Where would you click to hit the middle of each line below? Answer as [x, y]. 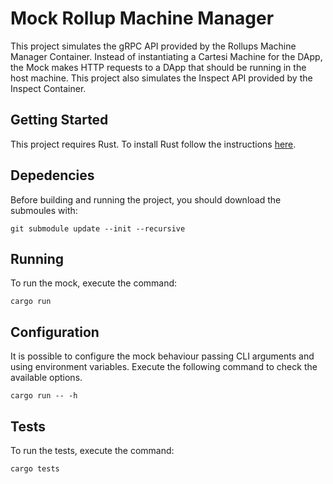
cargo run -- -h [44, 396]
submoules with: [44, 210]
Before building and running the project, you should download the [146, 199]
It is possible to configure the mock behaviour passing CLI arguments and [162, 356]
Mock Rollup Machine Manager [142, 18]
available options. [46, 378]
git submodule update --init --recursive [98, 228]
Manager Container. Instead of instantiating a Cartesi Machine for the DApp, [166, 56]
